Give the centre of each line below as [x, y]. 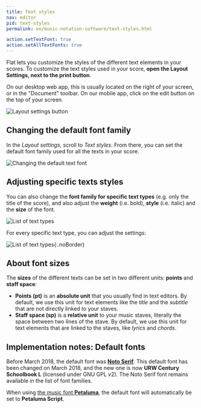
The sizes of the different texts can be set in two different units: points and [100, 278]
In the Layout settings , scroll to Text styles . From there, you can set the [94, 145]
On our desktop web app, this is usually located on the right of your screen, [100, 87]
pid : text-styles [28, 23]
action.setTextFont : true [39, 40]
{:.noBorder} [69, 244]
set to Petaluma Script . [35, 399]
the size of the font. [31, 209]
